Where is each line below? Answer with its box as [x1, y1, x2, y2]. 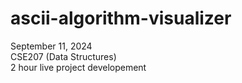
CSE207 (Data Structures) [10, 50, 117, 62]
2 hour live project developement [10, 61, 147, 73]
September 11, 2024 [10, 40, 93, 52]
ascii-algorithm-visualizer [10, 7, 232, 30]
